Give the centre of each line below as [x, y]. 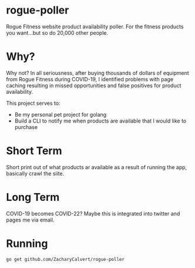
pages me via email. [30, 220]
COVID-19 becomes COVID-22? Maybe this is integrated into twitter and [93, 213]
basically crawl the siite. [35, 173]
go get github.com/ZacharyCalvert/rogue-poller [65, 259]
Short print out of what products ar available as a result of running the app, [97, 167]
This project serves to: [33, 103]
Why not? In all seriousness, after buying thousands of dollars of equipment [97, 73]
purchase [26, 127]
